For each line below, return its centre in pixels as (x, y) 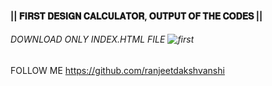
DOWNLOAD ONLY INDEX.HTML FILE (88, 39)
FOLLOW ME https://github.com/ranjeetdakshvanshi (117, 70)
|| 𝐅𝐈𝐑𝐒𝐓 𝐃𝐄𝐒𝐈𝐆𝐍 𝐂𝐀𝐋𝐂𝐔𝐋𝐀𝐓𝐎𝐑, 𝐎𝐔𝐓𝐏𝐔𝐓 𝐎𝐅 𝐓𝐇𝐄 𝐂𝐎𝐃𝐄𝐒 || (136, 16)
